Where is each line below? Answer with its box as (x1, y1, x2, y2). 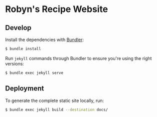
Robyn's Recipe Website (5, 3, 108, 15)
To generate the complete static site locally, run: (5, 97, 104, 103)
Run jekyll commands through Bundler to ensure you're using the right (5, 55, 152, 61)
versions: (5, 60, 24, 66)
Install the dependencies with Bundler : (5, 36, 84, 42)
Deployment (5, 84, 44, 93)
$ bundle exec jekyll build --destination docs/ (5, 107, 108, 112)
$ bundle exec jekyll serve (5, 70, 64, 75)
